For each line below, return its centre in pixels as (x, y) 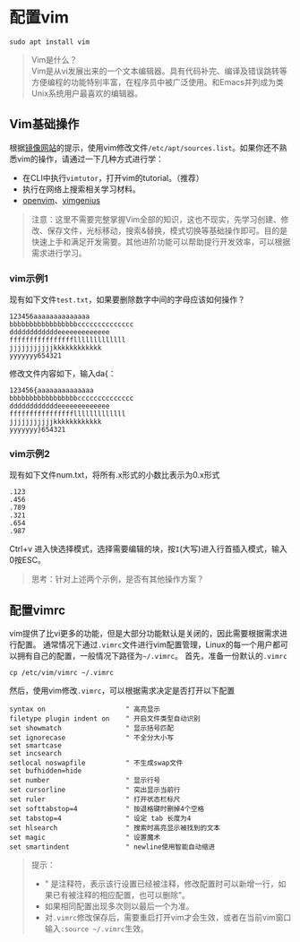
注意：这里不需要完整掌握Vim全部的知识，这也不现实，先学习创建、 (156, 219)
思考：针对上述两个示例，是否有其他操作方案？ (117, 579)
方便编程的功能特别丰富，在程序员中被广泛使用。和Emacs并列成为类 (157, 82)
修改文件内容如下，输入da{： (63, 374)
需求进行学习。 (59, 253)
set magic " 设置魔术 (85, 838)
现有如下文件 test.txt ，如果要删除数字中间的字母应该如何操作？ (128, 299)
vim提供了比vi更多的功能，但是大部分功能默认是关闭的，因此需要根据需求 (145, 634)
